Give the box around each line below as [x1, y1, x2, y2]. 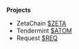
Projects [6, 6, 32, 14]
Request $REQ [16, 34, 58, 42]
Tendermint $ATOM [16, 27, 73, 35]
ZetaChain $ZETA [16, 19, 67, 27]
